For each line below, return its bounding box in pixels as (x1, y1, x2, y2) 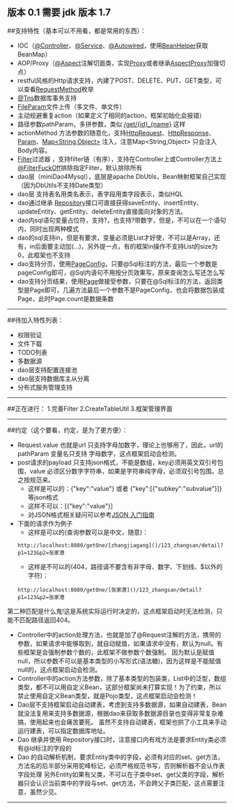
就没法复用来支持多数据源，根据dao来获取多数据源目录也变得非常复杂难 (17, 709, 224, 717)
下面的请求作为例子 (17, 519, 73, 527)
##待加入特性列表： (7, 316, 64, 324)
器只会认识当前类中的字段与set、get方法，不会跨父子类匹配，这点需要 (17, 779, 219, 787)
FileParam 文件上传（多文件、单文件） (17, 102, 126, 110)
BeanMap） (17, 50, 52, 58)
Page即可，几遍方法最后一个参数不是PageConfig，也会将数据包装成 (29, 286, 225, 294)
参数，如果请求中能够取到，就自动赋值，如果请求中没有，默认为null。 (17, 639, 217, 647)
